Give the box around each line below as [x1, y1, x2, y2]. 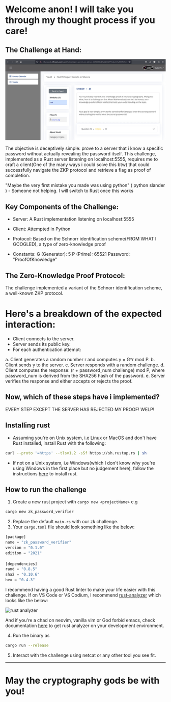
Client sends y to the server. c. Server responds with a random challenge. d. [5, 362, 165, 368]
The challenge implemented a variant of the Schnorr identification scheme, [5, 285, 162, 291]
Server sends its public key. [12, 341, 71, 347]
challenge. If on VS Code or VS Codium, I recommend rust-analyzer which [5, 592, 161, 598]
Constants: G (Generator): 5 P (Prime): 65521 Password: [12, 251, 130, 257]
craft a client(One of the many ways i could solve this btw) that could [5, 161, 150, 168]
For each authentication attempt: [12, 346, 81, 353]
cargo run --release [5, 643, 49, 648]
